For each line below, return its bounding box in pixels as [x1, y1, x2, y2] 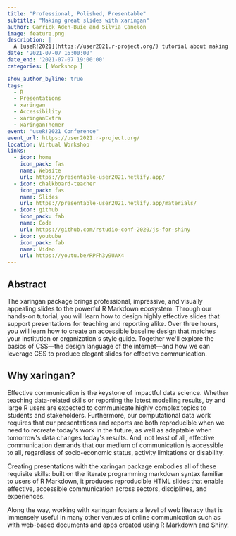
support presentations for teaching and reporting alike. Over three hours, [7, 319, 219, 328]
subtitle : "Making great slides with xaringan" [7, 17, 150, 24]
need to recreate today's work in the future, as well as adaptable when [7, 425, 213, 434]
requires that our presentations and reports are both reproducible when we [7, 418, 225, 427]
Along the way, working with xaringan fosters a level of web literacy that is [7, 505, 223, 514]
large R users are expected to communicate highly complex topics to [7, 403, 206, 412]
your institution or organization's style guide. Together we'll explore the [7, 334, 214, 342]
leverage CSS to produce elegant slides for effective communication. [7, 349, 208, 358]
